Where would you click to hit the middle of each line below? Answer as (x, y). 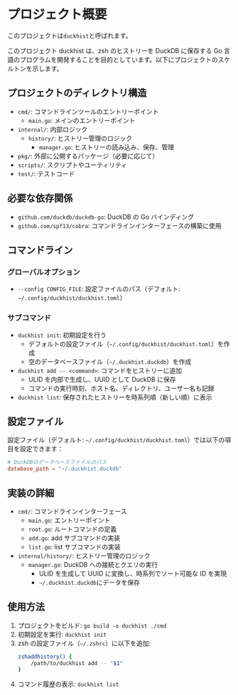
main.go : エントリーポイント (69, 520)
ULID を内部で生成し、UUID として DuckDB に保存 (102, 379)
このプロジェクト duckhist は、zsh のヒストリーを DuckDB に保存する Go (115, 50)
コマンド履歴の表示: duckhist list (68, 684)
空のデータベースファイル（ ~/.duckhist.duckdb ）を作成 (110, 361)
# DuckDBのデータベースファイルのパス (57, 463)
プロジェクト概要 (58, 15)
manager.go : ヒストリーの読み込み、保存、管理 (106, 147)
